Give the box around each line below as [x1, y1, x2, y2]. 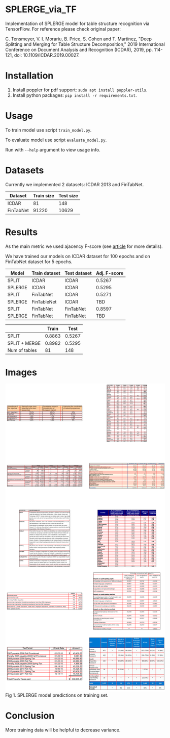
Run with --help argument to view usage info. [5, 146, 100, 152]
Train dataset [31, 270, 61, 276]
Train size [32, 193, 54, 199]
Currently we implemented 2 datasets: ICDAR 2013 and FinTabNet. [5, 181, 144, 187]
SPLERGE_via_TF [5, 4, 77, 15]
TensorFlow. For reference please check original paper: [5, 26, 121, 32]
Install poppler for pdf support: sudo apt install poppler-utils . [12, 87, 148, 93]
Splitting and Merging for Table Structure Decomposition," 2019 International [5, 41, 165, 47]
